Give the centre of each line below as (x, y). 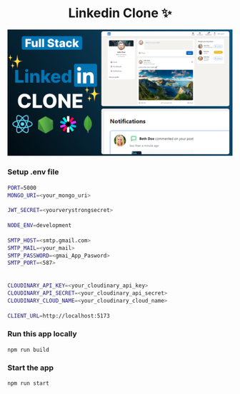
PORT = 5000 (22, 188)
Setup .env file (33, 172)
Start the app (31, 368)
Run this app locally (42, 334)
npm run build (29, 350)
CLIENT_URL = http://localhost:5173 (59, 315)
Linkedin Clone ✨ (120, 13)
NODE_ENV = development (40, 226)
